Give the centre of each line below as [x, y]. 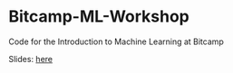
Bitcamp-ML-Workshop [99, 17]
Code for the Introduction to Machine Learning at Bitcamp [116, 41]
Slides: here [31, 59]
